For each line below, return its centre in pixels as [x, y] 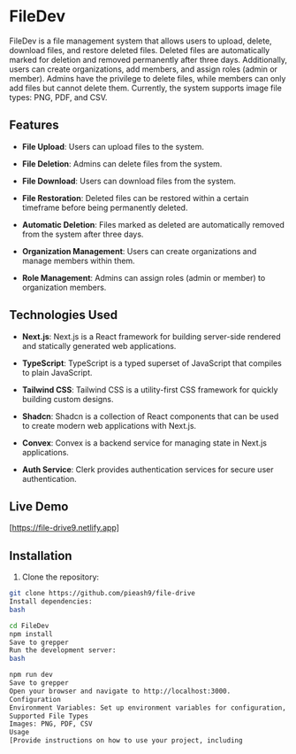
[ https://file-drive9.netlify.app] [64, 528]
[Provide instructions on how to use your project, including [126, 741]
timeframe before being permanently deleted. [105, 207]
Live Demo [39, 506]
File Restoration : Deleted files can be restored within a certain [135, 198]
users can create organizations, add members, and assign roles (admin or [144, 69]
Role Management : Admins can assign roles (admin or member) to [144, 277]
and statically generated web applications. [99, 346]
